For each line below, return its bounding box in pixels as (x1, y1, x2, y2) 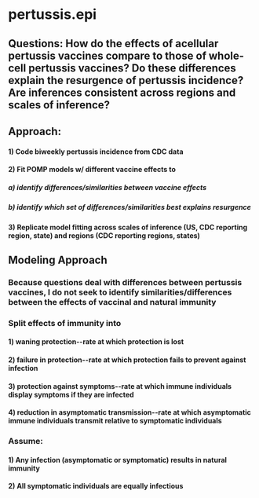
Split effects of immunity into (8, 317, 122, 328)
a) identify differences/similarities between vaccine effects (8, 182, 207, 192)
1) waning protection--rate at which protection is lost (8, 337, 184, 346)
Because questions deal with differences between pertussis (8, 276, 243, 287)
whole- (208, 49, 245, 62)
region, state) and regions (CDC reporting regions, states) (8, 230, 200, 240)
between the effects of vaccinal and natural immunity (8, 296, 217, 307)
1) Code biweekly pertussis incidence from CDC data (8, 147, 184, 156)
